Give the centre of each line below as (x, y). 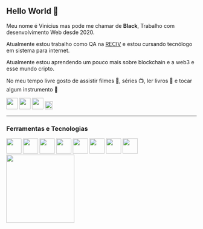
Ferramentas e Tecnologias (47, 128)
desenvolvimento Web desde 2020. (50, 32)
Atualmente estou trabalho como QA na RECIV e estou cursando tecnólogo (99, 44)
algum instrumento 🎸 (32, 89)
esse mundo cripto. (30, 68)
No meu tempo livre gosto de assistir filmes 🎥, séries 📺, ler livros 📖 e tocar (99, 81)
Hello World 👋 (32, 11)
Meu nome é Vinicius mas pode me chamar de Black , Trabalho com (91, 25)
